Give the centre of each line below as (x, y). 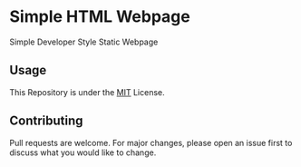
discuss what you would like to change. (83, 152)
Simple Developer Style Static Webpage (84, 42)
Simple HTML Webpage (100, 17)
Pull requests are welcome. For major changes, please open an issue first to (151, 142)
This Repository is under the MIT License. (87, 92)
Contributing (46, 121)
